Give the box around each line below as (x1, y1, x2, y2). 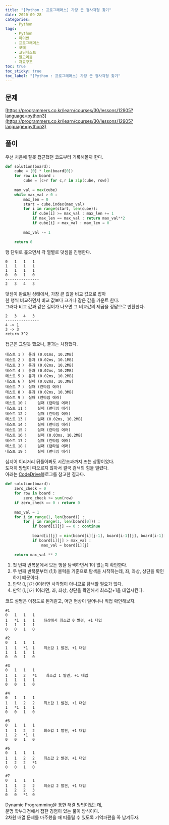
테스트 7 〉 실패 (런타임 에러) (5, 384, 62, 389)
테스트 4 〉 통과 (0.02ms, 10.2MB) (5, 368, 74, 373)
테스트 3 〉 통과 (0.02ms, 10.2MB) (5, 363, 74, 368)
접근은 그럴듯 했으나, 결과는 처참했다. (5, 341, 78, 347)
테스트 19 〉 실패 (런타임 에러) (5, 449, 71, 454)
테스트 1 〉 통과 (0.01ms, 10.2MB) (5, 352, 74, 357)
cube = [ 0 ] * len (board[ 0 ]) (14, 168, 73, 174)
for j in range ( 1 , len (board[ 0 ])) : (23, 519, 100, 524)
